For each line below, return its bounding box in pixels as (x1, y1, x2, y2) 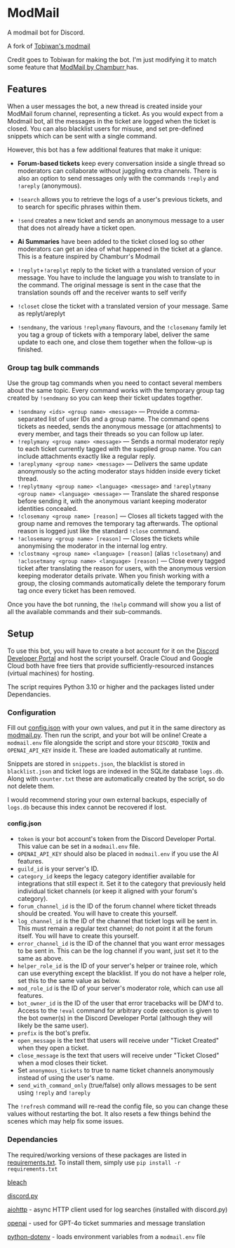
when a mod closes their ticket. (17, 1059, 109, 1067)
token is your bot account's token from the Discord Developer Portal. (17, 835, 216, 843)
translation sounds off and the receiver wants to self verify (17, 288, 187, 297)
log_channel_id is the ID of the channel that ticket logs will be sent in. (17, 917, 218, 925)
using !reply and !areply (17, 1088, 91, 1097)
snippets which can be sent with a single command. (7, 131, 157, 140)
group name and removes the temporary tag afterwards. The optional (17, 519, 218, 528)
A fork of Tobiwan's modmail (7, 41, 90, 50)
